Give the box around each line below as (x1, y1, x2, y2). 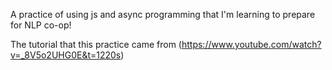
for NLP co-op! (10, 19, 72, 31)
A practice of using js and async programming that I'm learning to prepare (10, 9, 316, 20)
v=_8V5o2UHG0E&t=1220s (10, 49, 122, 61)
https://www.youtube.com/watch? (181, 39, 322, 50)
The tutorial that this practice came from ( (10, 39, 182, 50)
